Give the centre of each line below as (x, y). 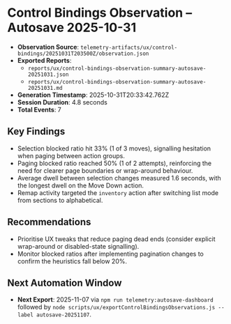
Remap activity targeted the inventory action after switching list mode (118, 192)
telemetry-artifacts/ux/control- (129, 47)
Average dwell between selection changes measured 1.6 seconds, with (119, 178)
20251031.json (48, 75)
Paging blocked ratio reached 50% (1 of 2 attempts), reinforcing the (114, 163)
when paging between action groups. (71, 155)
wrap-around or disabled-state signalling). (78, 246)
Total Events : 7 (39, 109)
